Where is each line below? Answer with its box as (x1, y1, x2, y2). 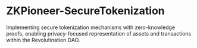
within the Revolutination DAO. (6, 36, 80, 43)
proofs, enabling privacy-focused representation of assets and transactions (6, 30, 192, 37)
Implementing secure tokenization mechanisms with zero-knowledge (6, 24, 176, 31)
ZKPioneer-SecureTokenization (6, 4, 165, 18)
